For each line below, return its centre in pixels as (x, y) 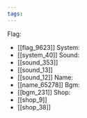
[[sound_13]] (35, 70)
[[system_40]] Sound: (48, 55)
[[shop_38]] (34, 107)
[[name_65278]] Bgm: (48, 84)
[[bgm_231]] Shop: (44, 92)
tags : (15, 14)
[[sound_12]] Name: (45, 77)
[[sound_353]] (38, 62)
